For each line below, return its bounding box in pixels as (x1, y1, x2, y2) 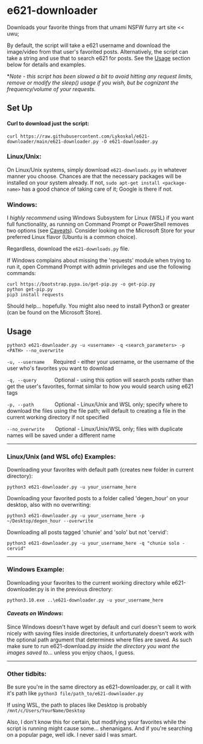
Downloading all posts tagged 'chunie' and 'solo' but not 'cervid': (7, 529, 169, 536)
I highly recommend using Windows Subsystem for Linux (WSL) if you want (7, 214, 195, 221)
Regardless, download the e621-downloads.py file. (7, 245, 130, 252)
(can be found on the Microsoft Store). (7, 309, 102, 316)
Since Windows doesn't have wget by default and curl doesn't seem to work (7, 623, 196, 631)
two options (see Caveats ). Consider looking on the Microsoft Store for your (7, 227, 195, 234)
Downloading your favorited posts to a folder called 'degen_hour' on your (7, 495, 189, 502)
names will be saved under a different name (7, 431, 116, 439)
